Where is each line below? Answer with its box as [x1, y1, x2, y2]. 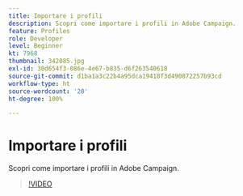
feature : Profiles [8, 27, 70, 35]
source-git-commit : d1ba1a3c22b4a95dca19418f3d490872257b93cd [8, 72, 222, 80]
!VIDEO [27, 179, 52, 189]
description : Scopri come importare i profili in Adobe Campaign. [8, 19, 237, 28]
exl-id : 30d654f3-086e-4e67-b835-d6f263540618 [8, 65, 168, 73]
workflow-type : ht [8, 79, 70, 87]
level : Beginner [8, 42, 63, 50]
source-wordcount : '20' [8, 87, 89, 96]
